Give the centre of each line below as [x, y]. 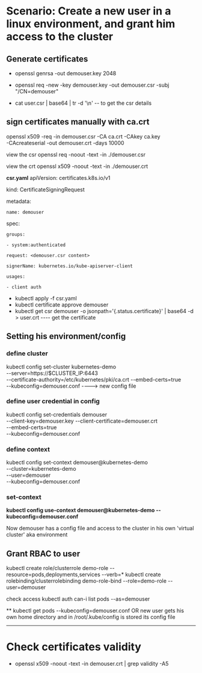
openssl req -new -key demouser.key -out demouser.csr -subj [92, 85]
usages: [16, 276]
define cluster [27, 353]
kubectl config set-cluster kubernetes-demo [61, 367]
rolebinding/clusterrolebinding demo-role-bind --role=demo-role [87, 581]
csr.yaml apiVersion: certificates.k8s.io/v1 [58, 178]
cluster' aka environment [37, 535]
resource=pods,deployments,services [53, 575]
